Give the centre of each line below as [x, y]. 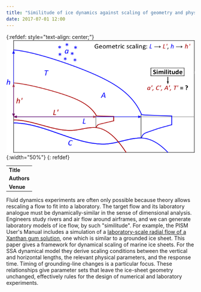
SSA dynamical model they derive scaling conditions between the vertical [97, 251]
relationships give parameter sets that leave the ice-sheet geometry [90, 270]
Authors [19, 178]
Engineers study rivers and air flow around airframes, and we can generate [99, 219]
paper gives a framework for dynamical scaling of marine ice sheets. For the [100, 245]
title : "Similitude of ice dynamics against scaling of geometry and [95, 13]
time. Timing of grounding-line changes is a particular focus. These [89, 264]
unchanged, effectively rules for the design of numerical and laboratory [94, 276]
